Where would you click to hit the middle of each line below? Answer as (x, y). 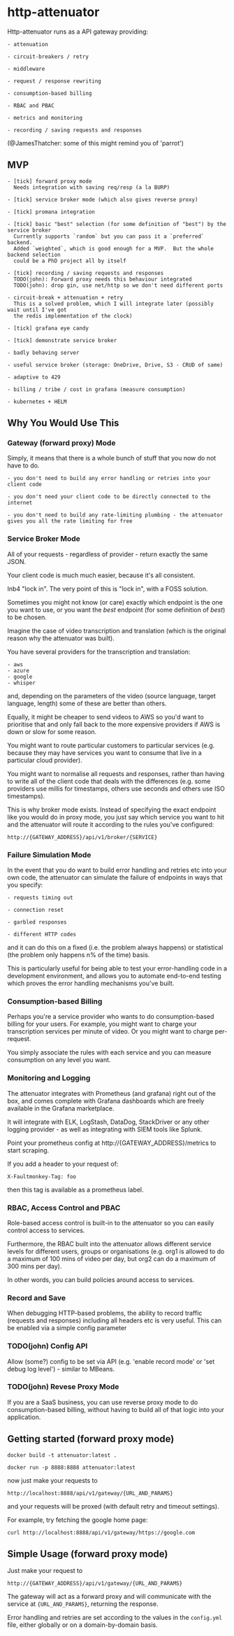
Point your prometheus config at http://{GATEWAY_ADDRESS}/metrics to (112, 1143)
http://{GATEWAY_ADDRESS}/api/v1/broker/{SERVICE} (82, 837)
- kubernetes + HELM (37, 402)
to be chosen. (27, 617)
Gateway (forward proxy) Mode (61, 443)
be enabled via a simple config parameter (67, 1328)
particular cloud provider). (45, 760)
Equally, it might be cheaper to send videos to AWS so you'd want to (105, 717)
